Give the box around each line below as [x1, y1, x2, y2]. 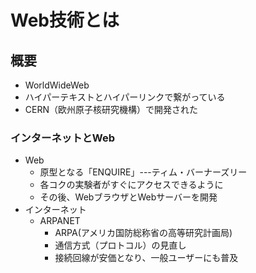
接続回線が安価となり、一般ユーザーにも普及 [54, 252, 239, 264]
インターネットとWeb [10, 131, 116, 145]
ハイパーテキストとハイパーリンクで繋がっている [24, 91, 226, 103]
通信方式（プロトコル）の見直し [54, 239, 187, 251]
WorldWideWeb [24, 79, 90, 91]
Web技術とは [10, 9, 120, 32]
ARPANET [39, 215, 81, 227]
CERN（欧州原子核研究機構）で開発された [24, 104, 198, 115]
